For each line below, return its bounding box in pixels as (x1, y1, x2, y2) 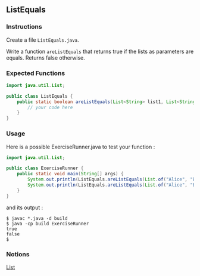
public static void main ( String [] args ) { (17, 171, 124, 177)
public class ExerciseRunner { (6, 165, 84, 172)
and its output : (6, 204, 43, 211)
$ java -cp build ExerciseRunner (6, 221, 89, 227)
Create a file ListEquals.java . (6, 36, 79, 44)
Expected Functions (6, 69, 65, 77)
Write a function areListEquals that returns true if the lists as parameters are (6, 48, 194, 55)
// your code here (27, 104, 73, 110)
